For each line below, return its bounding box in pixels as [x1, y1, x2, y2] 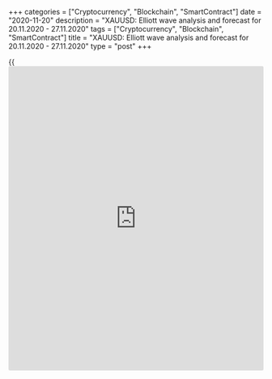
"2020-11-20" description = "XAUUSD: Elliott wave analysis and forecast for [8, 15, 261, 25]
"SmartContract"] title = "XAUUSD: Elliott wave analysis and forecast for [8, 32, 249, 42]
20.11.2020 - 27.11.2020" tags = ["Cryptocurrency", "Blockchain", [8, 24, 224, 33]
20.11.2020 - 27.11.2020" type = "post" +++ [8, 41, 152, 51]
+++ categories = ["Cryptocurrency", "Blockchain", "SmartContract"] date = [8, 7, 262, 16]
